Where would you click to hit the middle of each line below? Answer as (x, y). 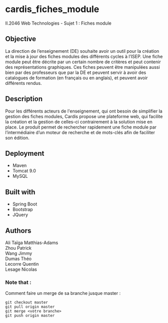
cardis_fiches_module (52, 9)
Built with (20, 192)
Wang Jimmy (19, 253)
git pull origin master (30, 307)
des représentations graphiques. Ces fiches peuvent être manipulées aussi (83, 67)
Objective (21, 39)
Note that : (18, 282)
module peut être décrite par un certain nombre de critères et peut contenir (83, 62)
